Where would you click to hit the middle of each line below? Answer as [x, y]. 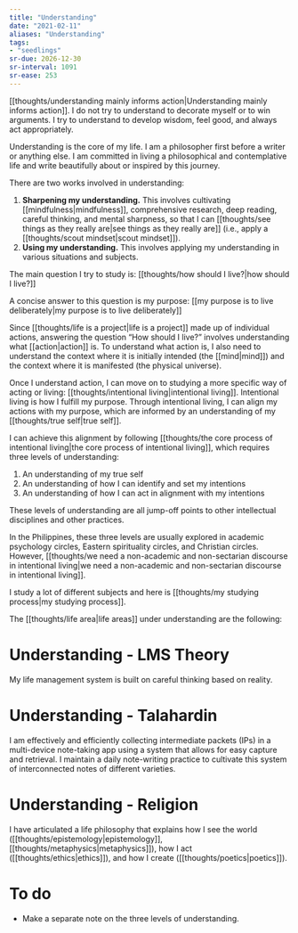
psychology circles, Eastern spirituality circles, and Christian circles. [134, 546]
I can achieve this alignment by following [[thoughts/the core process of [141, 438]
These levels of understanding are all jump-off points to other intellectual [143, 510]
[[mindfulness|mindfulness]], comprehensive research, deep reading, [149, 209]
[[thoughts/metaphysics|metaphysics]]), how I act [101, 848]
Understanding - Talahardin [113, 715]
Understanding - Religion [104, 804]
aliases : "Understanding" [57, 34]
